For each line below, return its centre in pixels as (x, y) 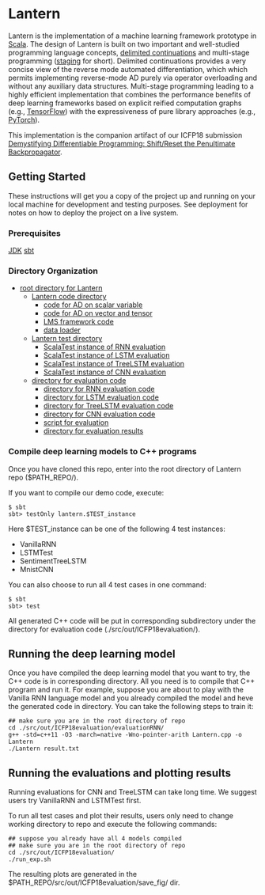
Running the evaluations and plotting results (120, 773)
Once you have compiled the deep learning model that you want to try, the (129, 673)
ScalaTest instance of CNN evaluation (105, 372)
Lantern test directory (67, 339)
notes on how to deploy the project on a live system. (93, 212)
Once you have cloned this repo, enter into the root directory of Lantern (125, 468)
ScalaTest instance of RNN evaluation (104, 347)
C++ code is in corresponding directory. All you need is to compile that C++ (132, 681)
